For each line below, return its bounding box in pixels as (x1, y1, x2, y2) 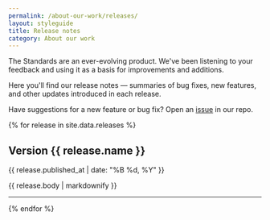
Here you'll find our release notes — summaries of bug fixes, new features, (8, 81, 257, 90)
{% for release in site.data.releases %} (8, 120, 137, 130)
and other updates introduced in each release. (8, 89, 162, 99)
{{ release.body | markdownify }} (8, 181, 117, 190)
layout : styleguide (8, 19, 74, 27)
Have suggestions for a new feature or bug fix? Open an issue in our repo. (8, 105, 254, 114)
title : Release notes (8, 27, 81, 35)
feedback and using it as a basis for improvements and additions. (8, 65, 225, 75)
